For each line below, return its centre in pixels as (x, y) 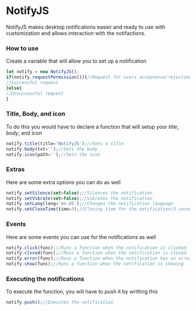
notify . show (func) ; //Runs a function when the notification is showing (95, 264)
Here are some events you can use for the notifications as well (81, 237)
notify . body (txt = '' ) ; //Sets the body (52, 149)
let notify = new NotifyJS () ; (43, 72)
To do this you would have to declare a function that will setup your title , (92, 126)
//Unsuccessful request (35, 94)
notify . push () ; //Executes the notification (60, 302)
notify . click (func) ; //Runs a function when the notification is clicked (96, 248)
